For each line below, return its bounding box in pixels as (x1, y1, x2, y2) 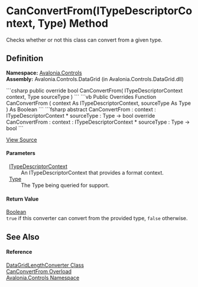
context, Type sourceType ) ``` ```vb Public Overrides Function (6, 93, 157, 100)
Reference (6, 249, 33, 256)
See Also (6, 232, 40, 242)
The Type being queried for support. (21, 182, 110, 189)
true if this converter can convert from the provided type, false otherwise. (6, 215, 188, 222)
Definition (6, 53, 43, 63)
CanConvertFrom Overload (6, 267, 72, 275)
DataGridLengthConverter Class (6, 262, 85, 269)
